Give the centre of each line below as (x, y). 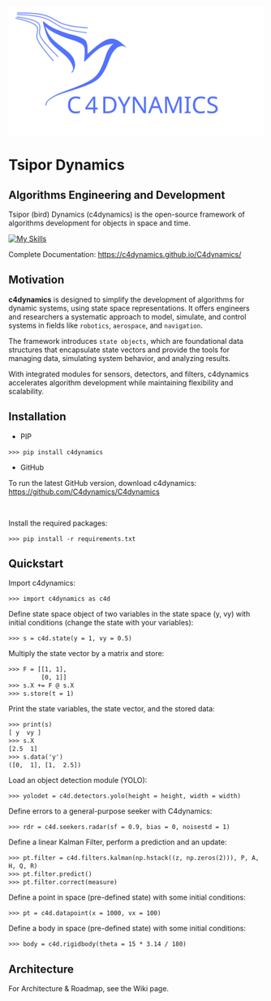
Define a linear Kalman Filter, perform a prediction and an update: (118, 842)
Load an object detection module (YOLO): (78, 780)
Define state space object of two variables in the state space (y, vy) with (129, 614)
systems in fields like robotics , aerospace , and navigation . (105, 325)
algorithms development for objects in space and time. (99, 223)
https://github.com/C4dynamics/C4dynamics (84, 492)
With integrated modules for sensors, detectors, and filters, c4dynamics (129, 374)
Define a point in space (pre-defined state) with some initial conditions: (127, 897)
